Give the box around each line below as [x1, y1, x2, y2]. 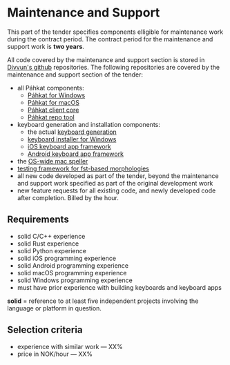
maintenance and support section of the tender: [7, 70, 144, 79]
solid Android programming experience [17, 261, 129, 270]
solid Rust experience [17, 239, 79, 248]
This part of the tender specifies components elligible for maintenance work [7, 28, 223, 36]
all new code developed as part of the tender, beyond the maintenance [17, 171, 219, 180]
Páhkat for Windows [27, 91, 86, 99]
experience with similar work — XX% [17, 342, 123, 351]
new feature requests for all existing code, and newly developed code [17, 186, 216, 195]
